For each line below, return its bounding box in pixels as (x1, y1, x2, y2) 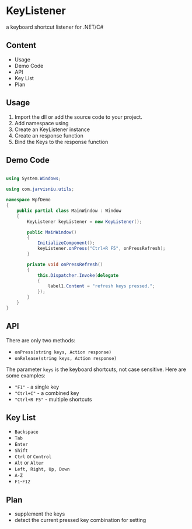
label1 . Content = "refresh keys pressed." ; (47, 283, 156, 289)
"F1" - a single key (14, 383, 60, 390)
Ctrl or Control (14, 453, 52, 460)
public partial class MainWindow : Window (16, 208, 121, 214)
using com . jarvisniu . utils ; (6, 186, 75, 193)
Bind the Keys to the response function (14, 138, 109, 145)
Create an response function (14, 132, 83, 139)
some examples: (6, 372, 46, 379)
